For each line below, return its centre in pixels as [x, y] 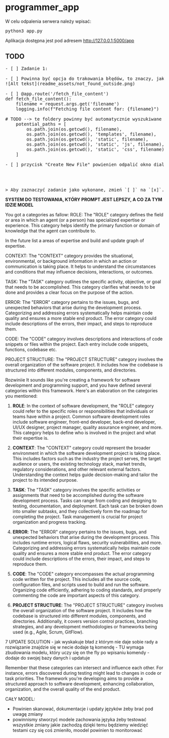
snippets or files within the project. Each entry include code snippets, [77, 344]
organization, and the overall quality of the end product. [63, 689]
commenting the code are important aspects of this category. [76, 595]
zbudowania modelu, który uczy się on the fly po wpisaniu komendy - [77, 652]
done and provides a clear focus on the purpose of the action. [69, 292]
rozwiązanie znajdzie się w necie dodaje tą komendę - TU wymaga [75, 647]
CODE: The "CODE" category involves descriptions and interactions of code [84, 339]
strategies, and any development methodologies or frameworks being [85, 626]
